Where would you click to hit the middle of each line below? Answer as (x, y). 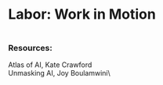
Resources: (30, 48)
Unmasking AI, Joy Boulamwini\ (60, 73)
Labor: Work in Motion (82, 14)
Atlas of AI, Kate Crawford (50, 65)
